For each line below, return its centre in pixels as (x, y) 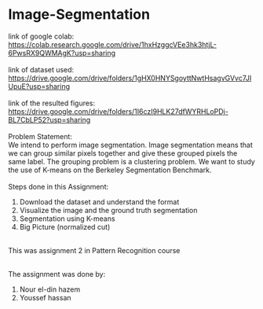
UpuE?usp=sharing (39, 86)
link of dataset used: (41, 69)
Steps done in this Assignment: (58, 186)
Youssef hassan (46, 297)
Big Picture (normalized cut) (65, 226)
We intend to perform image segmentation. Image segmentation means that (131, 145)
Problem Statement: (40, 136)
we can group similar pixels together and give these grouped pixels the (123, 153)
